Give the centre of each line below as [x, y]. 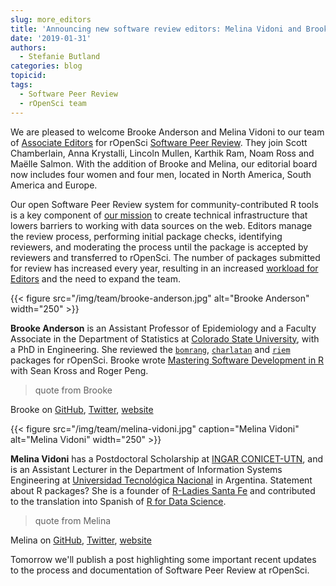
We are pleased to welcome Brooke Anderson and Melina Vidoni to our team [167, 132]
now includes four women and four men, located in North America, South [161, 174]
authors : [28, 47]
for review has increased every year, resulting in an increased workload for [164, 268]
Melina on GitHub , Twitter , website [81, 540]
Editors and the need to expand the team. [96, 278]
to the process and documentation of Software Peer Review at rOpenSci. [160, 570]
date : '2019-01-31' [51, 38]
